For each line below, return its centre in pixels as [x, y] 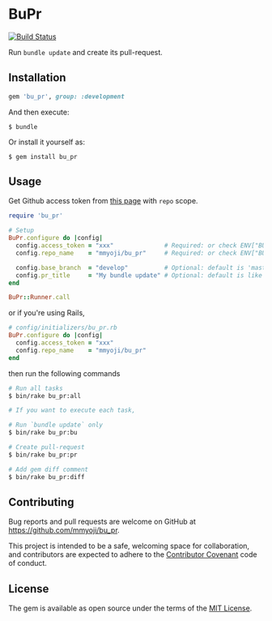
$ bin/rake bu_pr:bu [43, 433]
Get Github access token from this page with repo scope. [103, 201]
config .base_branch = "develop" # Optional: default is [130, 268]
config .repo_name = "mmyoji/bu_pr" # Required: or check [126, 253]
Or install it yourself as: [47, 142]
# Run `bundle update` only [56, 425]
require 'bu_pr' [36, 216]
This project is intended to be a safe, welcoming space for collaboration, [129, 546]
